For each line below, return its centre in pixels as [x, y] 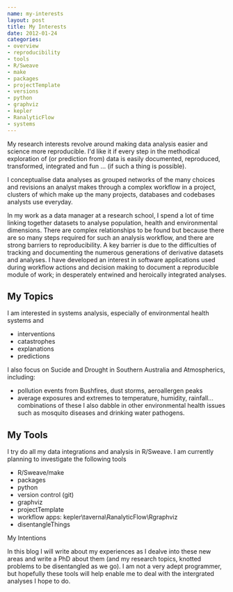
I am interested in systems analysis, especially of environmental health [108, 313]
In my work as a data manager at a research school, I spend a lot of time [111, 215]
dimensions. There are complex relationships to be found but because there [116, 230]
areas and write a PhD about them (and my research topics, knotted [104, 559]
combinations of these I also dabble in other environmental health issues [121, 406]
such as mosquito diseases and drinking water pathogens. [101, 413]
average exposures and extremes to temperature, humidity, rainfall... [115, 398]
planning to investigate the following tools [67, 459]
